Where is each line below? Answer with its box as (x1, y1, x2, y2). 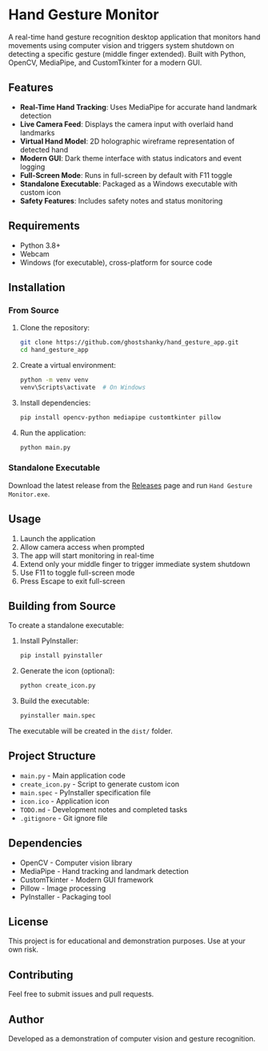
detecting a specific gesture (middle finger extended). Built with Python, (8, 49, 246, 59)
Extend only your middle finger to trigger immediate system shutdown (19, 559, 250, 568)
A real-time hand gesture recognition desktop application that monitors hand (8, 32, 261, 42)
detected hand (19, 144, 69, 154)
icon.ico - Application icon (19, 796, 110, 806)
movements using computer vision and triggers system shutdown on (8, 40, 234, 50)
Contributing (8, 968, 74, 981)
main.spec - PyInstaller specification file (19, 787, 151, 797)
